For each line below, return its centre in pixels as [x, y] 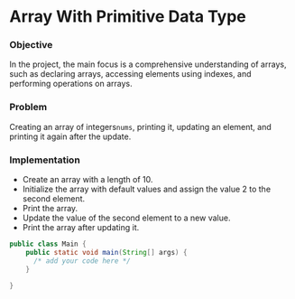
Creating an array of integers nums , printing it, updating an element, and [141, 126]
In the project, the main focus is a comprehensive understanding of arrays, [148, 64]
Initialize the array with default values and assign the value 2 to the [147, 189]
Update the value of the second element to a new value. [126, 218]
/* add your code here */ [82, 261]
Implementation [45, 160]
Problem [28, 107]
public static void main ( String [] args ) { [106, 252]
